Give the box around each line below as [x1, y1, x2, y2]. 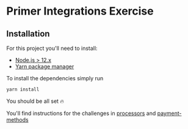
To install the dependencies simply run [6, 75, 104, 82]
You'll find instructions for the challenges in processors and [6, 110, 156, 117]
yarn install [6, 86, 40, 92]
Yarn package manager [15, 63, 74, 70]
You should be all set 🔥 [6, 97, 64, 105]
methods [6, 116, 29, 123]
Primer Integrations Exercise [6, 4, 154, 18]
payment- [157, 110, 182, 117]
